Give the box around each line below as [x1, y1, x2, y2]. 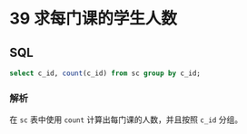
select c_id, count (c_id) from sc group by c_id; [9, 69, 202, 78]
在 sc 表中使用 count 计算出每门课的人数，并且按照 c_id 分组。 [9, 114, 243, 125]
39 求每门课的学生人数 [9, 8, 177, 29]
